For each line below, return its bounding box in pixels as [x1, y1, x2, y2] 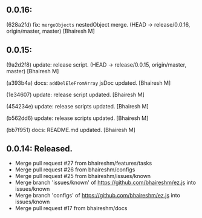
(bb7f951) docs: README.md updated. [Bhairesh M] [6, 126, 136, 133]
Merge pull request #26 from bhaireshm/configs [15, 166, 135, 173]
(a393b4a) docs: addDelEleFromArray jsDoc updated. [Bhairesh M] [6, 79, 171, 87]
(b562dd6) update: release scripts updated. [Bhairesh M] [6, 114, 149, 122]
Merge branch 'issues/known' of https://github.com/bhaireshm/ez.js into [15, 179, 197, 187]
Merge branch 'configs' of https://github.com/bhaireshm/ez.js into [15, 192, 180, 199]
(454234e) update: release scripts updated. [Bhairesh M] [6, 102, 149, 110]
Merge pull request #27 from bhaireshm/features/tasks [15, 160, 152, 167]
